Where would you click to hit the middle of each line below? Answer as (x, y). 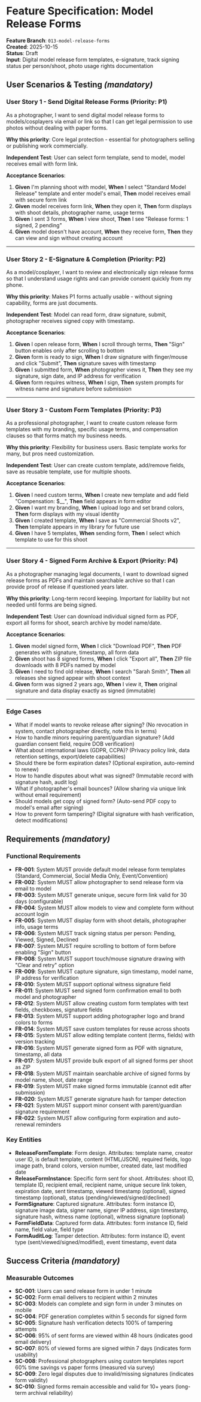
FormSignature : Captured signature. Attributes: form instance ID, (95, 1203)
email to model (33, 888)
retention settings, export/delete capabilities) (70, 756)
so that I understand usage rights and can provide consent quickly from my (99, 278)
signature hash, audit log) (46, 782)
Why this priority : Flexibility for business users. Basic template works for (96, 448)
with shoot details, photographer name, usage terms (80, 212)
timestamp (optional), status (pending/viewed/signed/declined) (93, 1197)
